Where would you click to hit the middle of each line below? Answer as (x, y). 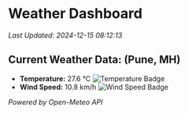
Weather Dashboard (76, 14)
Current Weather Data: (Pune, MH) (94, 60)
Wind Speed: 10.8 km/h (58, 87)
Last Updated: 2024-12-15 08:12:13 (65, 35)
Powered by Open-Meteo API (56, 102)
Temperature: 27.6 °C (55, 78)
